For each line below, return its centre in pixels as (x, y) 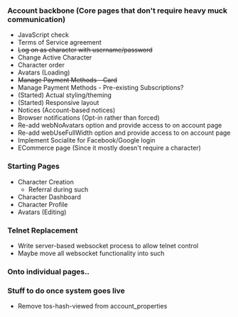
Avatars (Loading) (44, 72)
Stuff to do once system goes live (66, 291)
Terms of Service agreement (59, 43)
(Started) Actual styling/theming (65, 95)
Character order (41, 65)
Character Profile (43, 204)
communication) (37, 19)
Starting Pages (34, 167)
